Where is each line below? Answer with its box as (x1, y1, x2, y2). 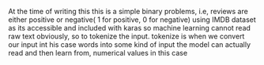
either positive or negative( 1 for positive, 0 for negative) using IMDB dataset (8, 15, 257, 24)
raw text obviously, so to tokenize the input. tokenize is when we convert (8, 31, 245, 41)
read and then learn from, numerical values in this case (8, 49, 188, 57)
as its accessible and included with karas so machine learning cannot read (8, 23, 251, 32)
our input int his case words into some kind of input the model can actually (8, 40, 251, 49)
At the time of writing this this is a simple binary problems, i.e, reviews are (8, 7, 249, 16)
